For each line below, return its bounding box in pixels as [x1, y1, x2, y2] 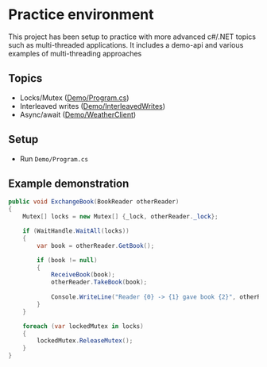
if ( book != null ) [37, 256, 98, 264]
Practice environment [8, 6, 154, 24]
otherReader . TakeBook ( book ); [50, 278, 148, 287]
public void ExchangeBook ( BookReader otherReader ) [8, 198, 180, 206]
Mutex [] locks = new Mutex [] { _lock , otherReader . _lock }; [22, 213, 219, 221]
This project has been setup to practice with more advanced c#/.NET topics [8, 32, 257, 41]
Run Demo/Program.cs [19, 153, 89, 164]
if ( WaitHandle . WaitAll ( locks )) [22, 227, 130, 235]
